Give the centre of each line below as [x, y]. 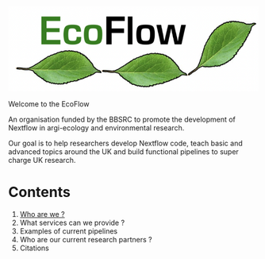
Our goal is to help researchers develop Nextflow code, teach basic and [126, 143]
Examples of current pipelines [69, 231]
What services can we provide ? [72, 222]
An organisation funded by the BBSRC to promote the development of [122, 119]
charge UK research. [42, 160]
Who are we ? [42, 214]
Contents [40, 192]
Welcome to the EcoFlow [49, 104]
